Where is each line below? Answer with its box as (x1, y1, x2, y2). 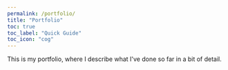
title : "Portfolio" (7, 17, 64, 24)
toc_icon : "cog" (7, 36, 54, 43)
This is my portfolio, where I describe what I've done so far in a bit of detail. (7, 55, 222, 63)
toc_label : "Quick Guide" (7, 29, 82, 37)
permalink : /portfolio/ (7, 10, 76, 17)
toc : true (7, 23, 36, 30)
